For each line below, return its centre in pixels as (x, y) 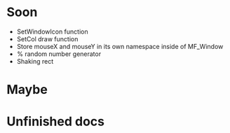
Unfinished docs (55, 121)
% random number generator (59, 54)
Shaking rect (35, 61)
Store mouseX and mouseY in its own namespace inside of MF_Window (120, 46)
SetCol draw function (47, 38)
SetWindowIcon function (52, 31)
